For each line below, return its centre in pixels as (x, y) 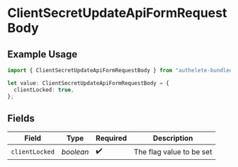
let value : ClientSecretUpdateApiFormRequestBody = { (89, 83)
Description (173, 138)
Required (111, 138)
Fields (21, 118)
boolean (75, 151)
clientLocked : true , (44, 90)
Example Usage (42, 54)
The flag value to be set (173, 151)
